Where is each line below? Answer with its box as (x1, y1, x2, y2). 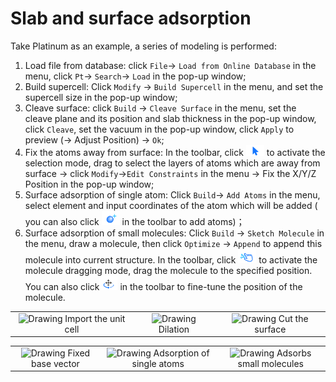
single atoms (131, 357, 185, 369)
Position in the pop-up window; (24, 178, 155, 190)
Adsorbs (276, 347, 312, 359)
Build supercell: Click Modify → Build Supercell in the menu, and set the (24, 80, 324, 92)
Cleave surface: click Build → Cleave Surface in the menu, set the (24, 102, 297, 114)
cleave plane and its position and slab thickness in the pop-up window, (24, 112, 317, 124)
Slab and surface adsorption (10, 7, 252, 30)
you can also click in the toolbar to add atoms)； (24, 215, 245, 227)
